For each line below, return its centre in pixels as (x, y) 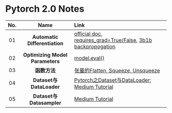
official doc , (88, 34)
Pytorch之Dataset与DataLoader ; (113, 80)
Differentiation (45, 43)
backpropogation (95, 47)
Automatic (46, 37)
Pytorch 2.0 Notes (45, 9)
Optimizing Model (45, 55)
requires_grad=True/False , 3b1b (113, 40)
